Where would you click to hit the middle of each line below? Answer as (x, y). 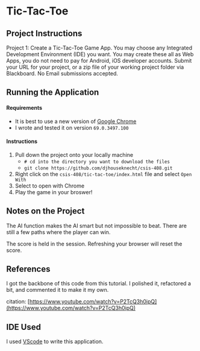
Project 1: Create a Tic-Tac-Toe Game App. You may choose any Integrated (99, 48)
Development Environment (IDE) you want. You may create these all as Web (100, 54)
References (28, 269)
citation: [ (18, 302)
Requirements (24, 107)
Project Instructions (44, 33)
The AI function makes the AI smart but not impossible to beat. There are (97, 226)
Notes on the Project (45, 211)
